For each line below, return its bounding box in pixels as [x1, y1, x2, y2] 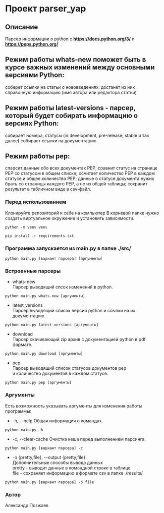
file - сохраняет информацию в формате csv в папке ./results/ [12, 470, 143, 476]
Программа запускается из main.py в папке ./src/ [5, 245, 131, 252]
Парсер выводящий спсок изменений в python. [12, 284, 113, 290]
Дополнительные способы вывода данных [12, 459, 103, 465]
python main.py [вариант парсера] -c [5, 446, 83, 451]
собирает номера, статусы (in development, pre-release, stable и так [5, 132, 150, 138]
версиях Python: [5, 119, 59, 128]
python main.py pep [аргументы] [5, 380, 72, 385]
